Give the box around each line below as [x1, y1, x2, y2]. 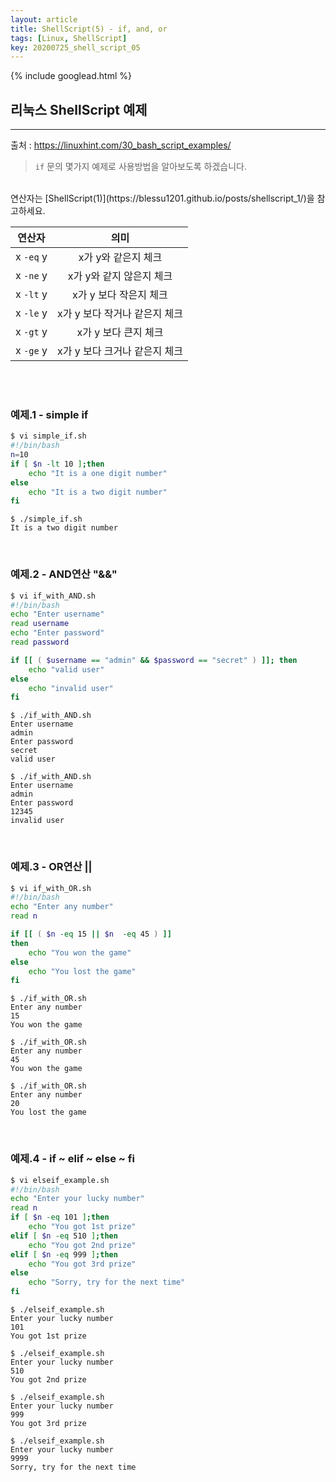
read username [10, 619, 70, 629]
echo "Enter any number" [10, 902, 114, 912]
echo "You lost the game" [28, 966, 137, 976]
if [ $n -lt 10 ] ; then [10, 459, 105, 469]
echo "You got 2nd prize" [28, 1240, 137, 1250]
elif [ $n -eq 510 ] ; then [10, 1231, 118, 1241]
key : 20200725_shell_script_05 [10, 42, 141, 53]
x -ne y [15, 269, 48, 283]
